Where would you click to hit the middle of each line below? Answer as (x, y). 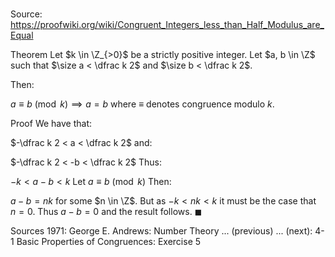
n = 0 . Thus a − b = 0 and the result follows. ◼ (106, 212)
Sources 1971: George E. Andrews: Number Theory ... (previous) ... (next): (161, 231)
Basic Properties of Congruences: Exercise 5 (109, 242)
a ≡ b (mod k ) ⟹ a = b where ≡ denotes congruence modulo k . (142, 104)
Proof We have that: (51, 124)
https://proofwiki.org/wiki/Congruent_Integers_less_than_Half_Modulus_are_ (167, 25)
